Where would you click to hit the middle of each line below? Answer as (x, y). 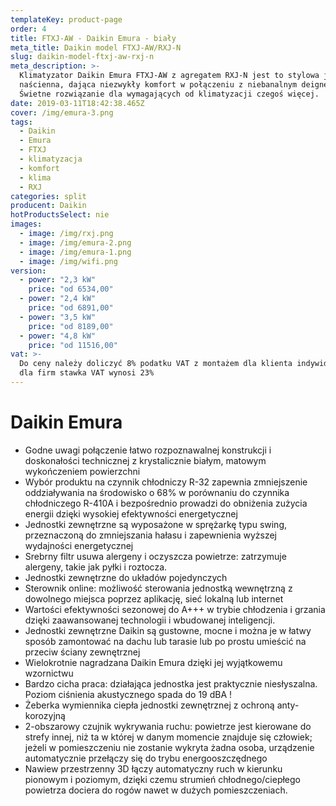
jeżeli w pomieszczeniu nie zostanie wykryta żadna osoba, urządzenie (169, 747)
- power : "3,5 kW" (58, 317)
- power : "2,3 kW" (58, 280)
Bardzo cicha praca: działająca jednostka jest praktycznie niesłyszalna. (171, 683)
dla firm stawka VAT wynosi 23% (87, 373)
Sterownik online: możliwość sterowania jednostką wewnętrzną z (158, 588)
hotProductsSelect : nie (60, 215)
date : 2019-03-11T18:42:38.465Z (77, 103)
